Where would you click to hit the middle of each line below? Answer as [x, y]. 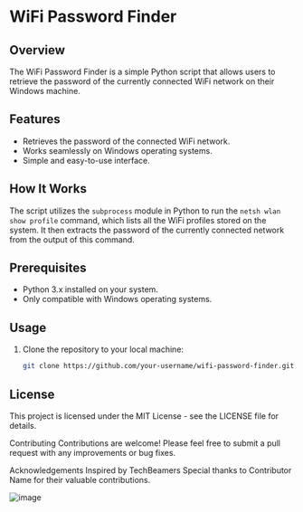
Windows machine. [45, 91]
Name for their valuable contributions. [80, 479]
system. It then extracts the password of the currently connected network [147, 230]
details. [23, 425]
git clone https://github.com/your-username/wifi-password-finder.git [158, 366]
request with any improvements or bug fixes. [93, 452]
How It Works [48, 189]
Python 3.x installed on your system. [90, 289]
